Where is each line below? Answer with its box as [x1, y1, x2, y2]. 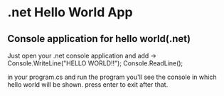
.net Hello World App [7, 4, 133, 21]
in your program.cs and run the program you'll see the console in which [7, 73, 217, 81]
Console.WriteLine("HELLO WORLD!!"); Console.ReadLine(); [7, 59, 183, 68]
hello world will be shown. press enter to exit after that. [7, 80, 169, 89]
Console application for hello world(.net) [7, 33, 191, 45]
